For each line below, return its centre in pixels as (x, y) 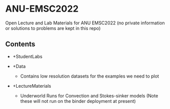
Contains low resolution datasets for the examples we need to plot (90, 76)
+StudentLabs (27, 56)
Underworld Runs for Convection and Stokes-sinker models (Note (89, 96)
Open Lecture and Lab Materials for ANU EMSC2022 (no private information (85, 23)
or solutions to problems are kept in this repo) (53, 28)
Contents (20, 44)
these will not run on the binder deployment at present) (78, 101)
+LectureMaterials (32, 86)
